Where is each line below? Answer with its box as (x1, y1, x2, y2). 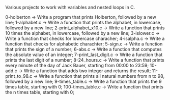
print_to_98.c (5, 73, 33, 79)
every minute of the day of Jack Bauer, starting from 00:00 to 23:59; (5, 63, 149, 68)
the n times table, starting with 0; (5, 89, 75, 95)
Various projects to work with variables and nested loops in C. (5, 5, 135, 10)
